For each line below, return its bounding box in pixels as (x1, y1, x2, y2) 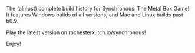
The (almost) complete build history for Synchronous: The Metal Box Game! (6, 5, 190, 12)
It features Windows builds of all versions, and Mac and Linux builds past (6, 11, 184, 18)
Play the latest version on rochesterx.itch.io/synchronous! (6, 29, 146, 36)
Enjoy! (6, 41, 22, 47)
